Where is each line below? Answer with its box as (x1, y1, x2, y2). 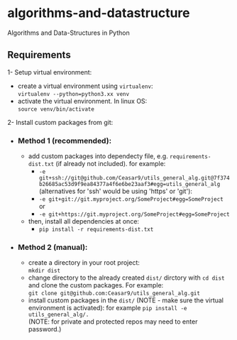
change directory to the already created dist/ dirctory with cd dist (28, 273, 225, 282)
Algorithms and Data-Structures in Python (7, 28, 130, 37)
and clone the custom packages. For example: (28, 281, 164, 290)
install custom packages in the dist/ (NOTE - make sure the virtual (28, 296, 224, 305)
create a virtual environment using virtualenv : (17, 82, 154, 90)
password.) (28, 325, 62, 334)
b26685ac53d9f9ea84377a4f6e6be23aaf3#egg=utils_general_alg (38, 181, 221, 188)
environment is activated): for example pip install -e (28, 304, 187, 312)
